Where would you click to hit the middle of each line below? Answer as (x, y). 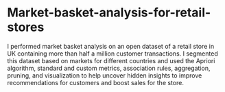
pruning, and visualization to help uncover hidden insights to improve (105, 75)
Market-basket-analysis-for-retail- (109, 13)
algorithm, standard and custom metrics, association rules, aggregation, (109, 68)
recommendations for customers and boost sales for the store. (95, 82)
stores (26, 27)
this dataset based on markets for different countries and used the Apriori (111, 60)
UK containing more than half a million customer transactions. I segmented (113, 54)
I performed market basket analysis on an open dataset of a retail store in (111, 46)
